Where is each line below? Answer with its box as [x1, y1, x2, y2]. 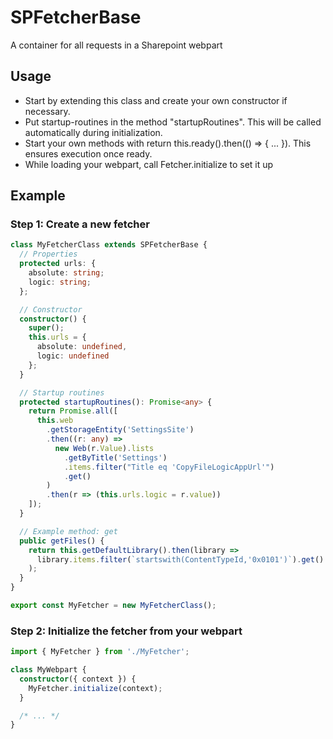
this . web [36, 416, 74, 426]
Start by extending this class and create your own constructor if [24, 94, 288, 106]
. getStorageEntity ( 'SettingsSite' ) [46, 425, 195, 435]
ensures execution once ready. [24, 147, 153, 160]
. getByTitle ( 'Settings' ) [63, 452, 168, 463]
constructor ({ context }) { [19, 674, 137, 684]
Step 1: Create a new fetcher [10, 217, 150, 231]
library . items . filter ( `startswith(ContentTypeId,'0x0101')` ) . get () [36, 554, 325, 565]
